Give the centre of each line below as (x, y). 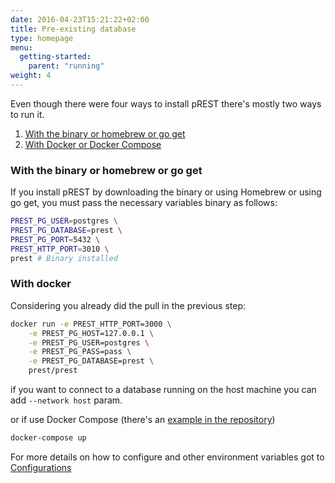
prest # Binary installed (64, 258)
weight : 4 (31, 76)
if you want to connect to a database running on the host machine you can (163, 390)
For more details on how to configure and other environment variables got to (167, 457)
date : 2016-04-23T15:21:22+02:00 (80, 19)
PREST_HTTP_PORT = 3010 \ (60, 249)
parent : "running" (66, 66)
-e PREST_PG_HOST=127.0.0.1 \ (91, 333)
